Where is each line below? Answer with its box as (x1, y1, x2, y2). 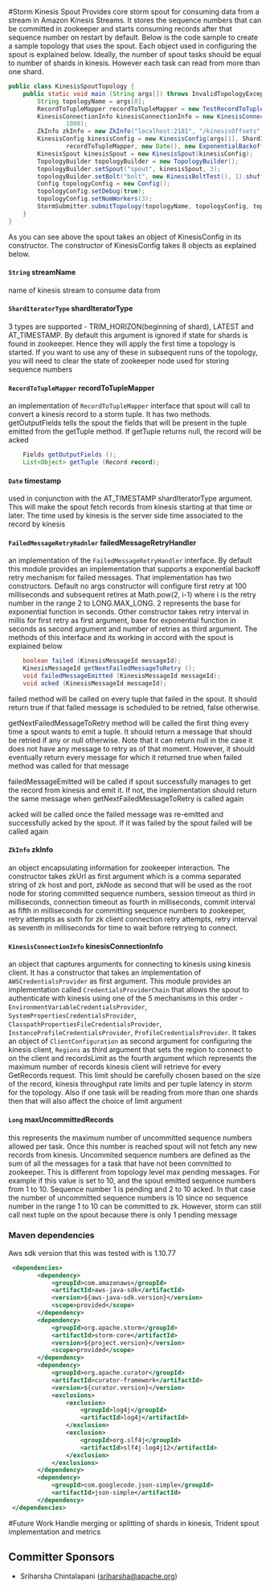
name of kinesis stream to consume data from (8, 285, 161, 295)
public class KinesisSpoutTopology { (8, 82, 135, 90)
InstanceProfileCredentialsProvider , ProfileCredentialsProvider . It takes (8, 1028, 257, 1038)
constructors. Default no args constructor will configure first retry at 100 (8, 581, 247, 591)
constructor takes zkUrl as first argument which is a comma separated (8, 871, 242, 881)
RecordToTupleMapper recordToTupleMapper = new (37, 105, 199, 113)
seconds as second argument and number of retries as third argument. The (8, 624, 258, 634)
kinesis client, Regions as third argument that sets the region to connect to (8, 1045, 253, 1054)
